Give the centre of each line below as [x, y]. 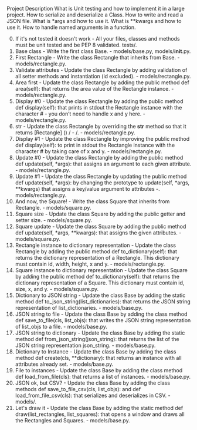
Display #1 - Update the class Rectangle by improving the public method [102, 139]
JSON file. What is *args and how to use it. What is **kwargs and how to [94, 21]
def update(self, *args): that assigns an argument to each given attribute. [103, 164]
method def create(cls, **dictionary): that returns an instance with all [98, 358]
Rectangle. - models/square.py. [53, 208]
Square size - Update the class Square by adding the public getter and [100, 214]
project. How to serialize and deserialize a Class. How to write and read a [95, 15]
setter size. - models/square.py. [54, 220]
